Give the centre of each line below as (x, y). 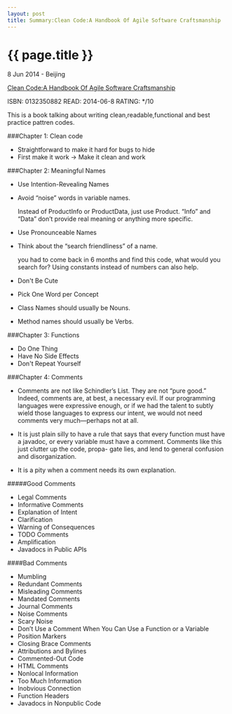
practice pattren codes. (41, 123)
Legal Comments (42, 497)
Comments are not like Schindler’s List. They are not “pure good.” (112, 391)
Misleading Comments (50, 592)
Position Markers (42, 636)
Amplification (36, 542)
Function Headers (43, 696)
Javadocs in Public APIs (52, 550)
